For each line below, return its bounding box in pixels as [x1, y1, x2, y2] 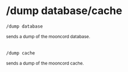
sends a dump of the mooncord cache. [6, 60, 84, 66]
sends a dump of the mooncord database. [6, 33, 91, 39]
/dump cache [6, 50, 35, 56]
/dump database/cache [6, 4, 123, 18]
